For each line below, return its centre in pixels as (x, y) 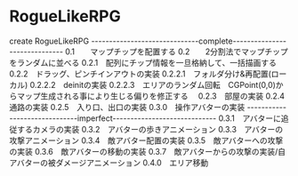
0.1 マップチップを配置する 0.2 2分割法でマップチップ (177, 52)
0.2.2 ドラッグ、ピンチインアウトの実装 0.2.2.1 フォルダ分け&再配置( (140, 74)
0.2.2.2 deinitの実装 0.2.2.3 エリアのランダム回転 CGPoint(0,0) (153, 84)
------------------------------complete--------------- (189, 41)
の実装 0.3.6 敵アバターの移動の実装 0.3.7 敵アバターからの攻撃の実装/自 (148, 151)
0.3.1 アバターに (250, 118)
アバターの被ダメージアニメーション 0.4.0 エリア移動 (109, 163)
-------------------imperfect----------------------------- (113, 118)
